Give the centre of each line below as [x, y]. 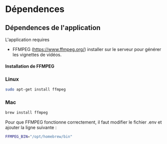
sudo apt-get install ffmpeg [35, 89]
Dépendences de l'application [53, 28]
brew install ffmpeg [27, 113]
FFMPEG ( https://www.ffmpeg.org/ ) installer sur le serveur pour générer [87, 49]
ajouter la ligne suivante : [31, 127]
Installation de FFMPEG [30, 66]
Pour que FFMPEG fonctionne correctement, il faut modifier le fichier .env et [83, 122]
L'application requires [27, 39]
